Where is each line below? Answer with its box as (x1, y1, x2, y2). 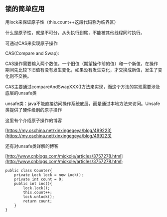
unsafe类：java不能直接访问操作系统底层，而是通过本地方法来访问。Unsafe (5, 100, 161, 106)
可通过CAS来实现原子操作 (5, 40, 58, 46)
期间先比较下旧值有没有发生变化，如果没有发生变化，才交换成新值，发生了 (5, 66, 158, 72)
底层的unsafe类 (5, 89, 37, 96)
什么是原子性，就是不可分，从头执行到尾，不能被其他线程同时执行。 (5, 29, 145, 35)
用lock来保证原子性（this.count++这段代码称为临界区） (5, 19, 119, 25)
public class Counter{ (5, 168, 52, 173)
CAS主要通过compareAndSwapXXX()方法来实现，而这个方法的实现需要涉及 (5, 83, 161, 89)
